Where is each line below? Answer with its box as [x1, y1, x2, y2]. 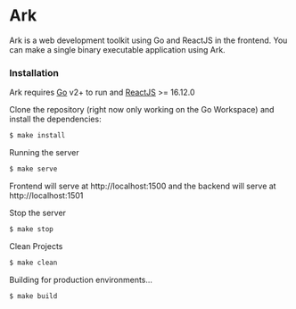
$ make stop [9, 224, 53, 233]
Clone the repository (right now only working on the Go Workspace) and [9, 104, 275, 115]
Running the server [9, 147, 80, 158]
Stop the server [9, 207, 67, 218]
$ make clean [9, 258, 58, 267]
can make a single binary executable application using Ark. [9, 44, 226, 54]
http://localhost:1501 [9, 189, 84, 201]
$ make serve [9, 164, 58, 174]
